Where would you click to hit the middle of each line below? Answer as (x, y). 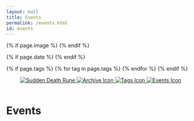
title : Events (24, 17)
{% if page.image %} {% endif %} (48, 46)
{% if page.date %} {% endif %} (46, 57)
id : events (20, 28)
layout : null (22, 12)
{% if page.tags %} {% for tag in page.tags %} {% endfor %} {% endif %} (97, 69)
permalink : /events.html (37, 23)
